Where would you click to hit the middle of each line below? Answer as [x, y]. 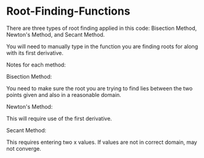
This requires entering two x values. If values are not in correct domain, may [102, 142]
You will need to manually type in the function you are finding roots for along [102, 46]
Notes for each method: [36, 65]
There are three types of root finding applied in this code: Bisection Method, [102, 28]
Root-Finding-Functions [69, 11]
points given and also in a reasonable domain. [64, 95]
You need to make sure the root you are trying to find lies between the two [100, 88]
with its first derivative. [35, 52]
